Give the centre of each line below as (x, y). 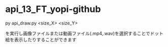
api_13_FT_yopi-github (53, 9)
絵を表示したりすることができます (41, 39)
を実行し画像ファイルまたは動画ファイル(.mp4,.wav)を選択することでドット (85, 33)
